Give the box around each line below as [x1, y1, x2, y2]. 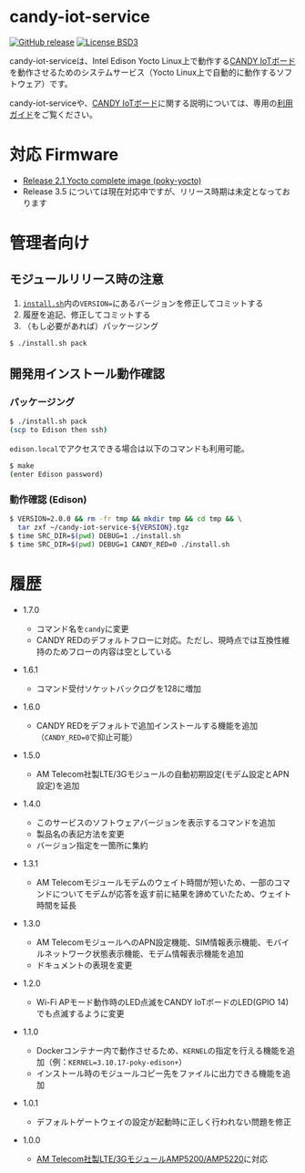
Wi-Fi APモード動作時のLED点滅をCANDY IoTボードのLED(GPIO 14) [36, 996, 290, 1007]
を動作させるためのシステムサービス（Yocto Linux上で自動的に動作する [9, 67, 277, 78]
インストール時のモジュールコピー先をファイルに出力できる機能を [36, 1067, 283, 1078]
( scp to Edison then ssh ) [9, 426, 107, 435]
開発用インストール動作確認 [9, 367, 166, 382]
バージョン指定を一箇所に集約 [36, 839, 148, 850]
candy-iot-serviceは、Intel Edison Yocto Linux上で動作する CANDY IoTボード [9, 55, 296, 66]
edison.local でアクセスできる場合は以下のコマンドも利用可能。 [9, 443, 249, 454]
